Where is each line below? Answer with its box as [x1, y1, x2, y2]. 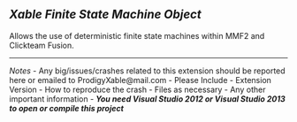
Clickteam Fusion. [9, 40, 75, 50]
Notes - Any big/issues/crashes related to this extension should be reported [9, 65, 286, 76]
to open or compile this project [9, 103, 124, 113]
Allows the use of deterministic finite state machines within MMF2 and [9, 30, 265, 41]
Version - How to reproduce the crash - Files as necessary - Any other [9, 84, 266, 95]
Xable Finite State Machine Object [9, 7, 202, 22]
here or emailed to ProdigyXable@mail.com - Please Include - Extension [9, 74, 272, 85]
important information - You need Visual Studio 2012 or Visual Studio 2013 [9, 93, 286, 104]
